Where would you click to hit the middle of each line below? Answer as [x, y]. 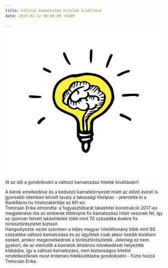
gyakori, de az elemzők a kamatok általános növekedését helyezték [74, 245]
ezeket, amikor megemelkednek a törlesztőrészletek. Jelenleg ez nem [77, 240]
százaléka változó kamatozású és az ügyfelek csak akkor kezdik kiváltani [80, 235]
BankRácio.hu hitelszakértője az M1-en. [46, 203]
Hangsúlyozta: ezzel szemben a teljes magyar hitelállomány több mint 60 [80, 229]
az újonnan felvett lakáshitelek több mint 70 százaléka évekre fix [72, 219]
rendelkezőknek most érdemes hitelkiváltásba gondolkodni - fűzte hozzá [80, 256]
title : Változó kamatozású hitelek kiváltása [53, 11]
